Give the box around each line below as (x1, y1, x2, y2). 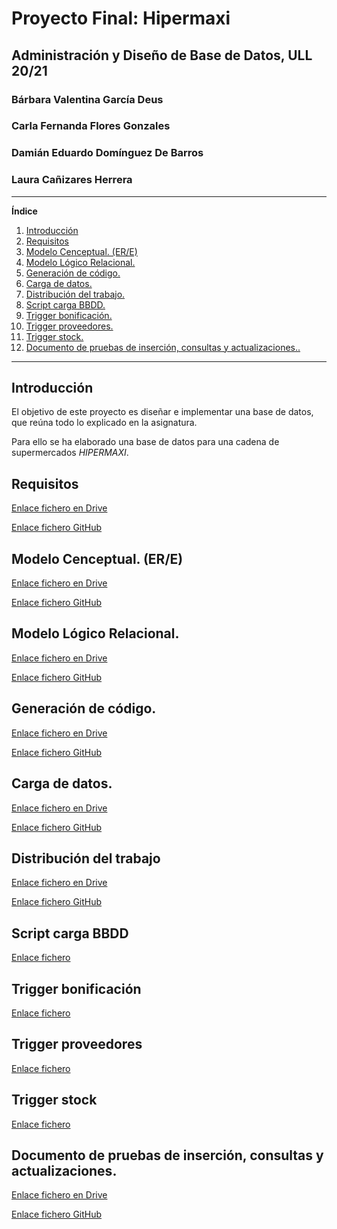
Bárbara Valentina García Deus (11, 92, 164, 106)
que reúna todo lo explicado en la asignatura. (11, 417, 198, 429)
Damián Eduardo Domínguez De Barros (11, 146, 204, 160)
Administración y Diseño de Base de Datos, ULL (11, 47, 313, 64)
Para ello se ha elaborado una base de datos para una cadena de (11, 436, 280, 448)
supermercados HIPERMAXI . (11, 447, 129, 459)
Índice (11, 205, 38, 217)
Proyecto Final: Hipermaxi (11, 7, 231, 30)
